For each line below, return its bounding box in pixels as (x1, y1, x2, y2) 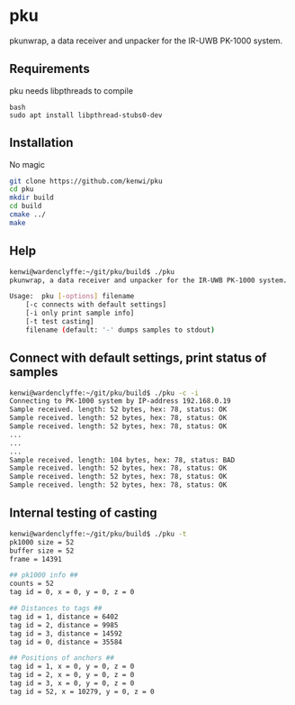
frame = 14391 (9, 554, 63, 563)
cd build (9, 202, 42, 211)
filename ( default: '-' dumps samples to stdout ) (25, 325, 216, 334)
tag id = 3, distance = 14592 (9, 628, 123, 638)
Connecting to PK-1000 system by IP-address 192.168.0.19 (9, 397, 231, 406)
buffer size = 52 (9, 546, 75, 555)
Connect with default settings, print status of (9, 351, 267, 366)
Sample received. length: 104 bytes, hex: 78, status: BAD (9, 455, 236, 464)
